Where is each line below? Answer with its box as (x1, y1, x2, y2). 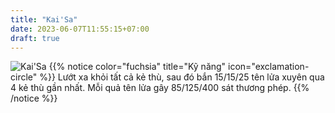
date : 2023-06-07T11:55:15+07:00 (10, 24, 150, 34)
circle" (10, 71, 38, 83)
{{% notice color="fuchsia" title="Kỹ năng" (48, 61, 227, 73)
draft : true (10, 33, 60, 43)
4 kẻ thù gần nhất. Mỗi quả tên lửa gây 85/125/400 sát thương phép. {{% (10, 82, 310, 94)
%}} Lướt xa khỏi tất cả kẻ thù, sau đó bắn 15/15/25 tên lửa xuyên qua (39, 71, 325, 83)
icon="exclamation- (228, 61, 310, 73)
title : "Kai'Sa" (10, 14, 78, 25)
